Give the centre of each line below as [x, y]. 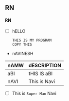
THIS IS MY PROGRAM [32, 40]
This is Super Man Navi [34, 93]
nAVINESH [23, 53]
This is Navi [42, 81]
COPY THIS [22, 44]
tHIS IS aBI [41, 73]
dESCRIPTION [45, 65]
